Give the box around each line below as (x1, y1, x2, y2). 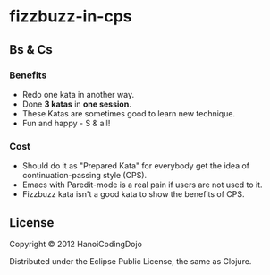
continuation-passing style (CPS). (21, 170, 148, 181)
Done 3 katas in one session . (21, 99, 131, 109)
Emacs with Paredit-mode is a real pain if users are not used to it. (21, 179, 263, 190)
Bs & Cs (9, 42, 54, 57)
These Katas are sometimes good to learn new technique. (21, 107, 235, 118)
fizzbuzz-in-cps (9, 6, 132, 27)
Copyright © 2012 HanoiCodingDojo (9, 238, 143, 249)
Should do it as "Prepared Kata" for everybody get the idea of (21, 160, 250, 171)
